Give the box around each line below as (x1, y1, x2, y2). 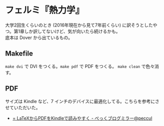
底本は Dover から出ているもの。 (5, 34, 73, 40)
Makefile (5, 49, 33, 58)
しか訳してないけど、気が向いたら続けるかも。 (24, 28, 121, 34)
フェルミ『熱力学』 (5, 4, 84, 16)
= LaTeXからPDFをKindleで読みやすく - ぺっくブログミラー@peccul (12, 115, 152, 121)
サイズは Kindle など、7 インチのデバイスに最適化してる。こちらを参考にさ (5, 98, 159, 104)
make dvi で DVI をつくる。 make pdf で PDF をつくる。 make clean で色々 (5, 63, 155, 69)
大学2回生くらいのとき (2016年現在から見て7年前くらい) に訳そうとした (5, 22, 153, 28)
